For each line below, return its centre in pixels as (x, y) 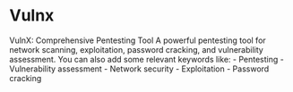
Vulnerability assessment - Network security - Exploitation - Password (139, 69)
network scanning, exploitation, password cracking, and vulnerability (137, 49)
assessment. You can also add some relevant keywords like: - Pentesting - (146, 59)
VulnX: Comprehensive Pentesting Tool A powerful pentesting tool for (138, 40)
